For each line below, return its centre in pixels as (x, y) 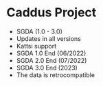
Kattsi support (36, 46)
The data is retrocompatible (56, 75)
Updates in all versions (49, 38)
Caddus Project (51, 13)
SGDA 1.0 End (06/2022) (51, 53)
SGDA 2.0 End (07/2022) (51, 60)
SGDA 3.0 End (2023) (47, 68)
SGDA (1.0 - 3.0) (39, 31)
